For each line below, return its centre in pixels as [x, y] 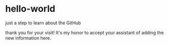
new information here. [28, 38]
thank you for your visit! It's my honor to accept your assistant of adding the [84, 32]
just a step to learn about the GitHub [43, 23]
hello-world [30, 9]
